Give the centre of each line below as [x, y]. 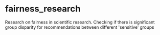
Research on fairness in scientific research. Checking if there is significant [80, 22]
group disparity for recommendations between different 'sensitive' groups [80, 27]
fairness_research [43, 9]
